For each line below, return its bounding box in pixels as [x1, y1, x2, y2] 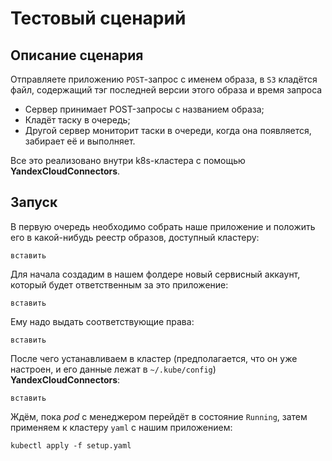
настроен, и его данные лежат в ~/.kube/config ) [10, 363, 217, 375]
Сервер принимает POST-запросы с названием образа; [24, 103, 265, 115]
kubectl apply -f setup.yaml [10, 440, 132, 451]
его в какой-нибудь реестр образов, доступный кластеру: [10, 231, 260, 243]
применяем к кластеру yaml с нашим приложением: [10, 421, 233, 433]
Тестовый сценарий [10, 7, 187, 30]
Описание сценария [10, 47, 144, 64]
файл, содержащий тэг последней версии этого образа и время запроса [10, 84, 323, 96]
